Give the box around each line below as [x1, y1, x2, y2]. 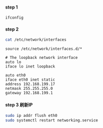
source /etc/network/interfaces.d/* [5, 46, 82, 51]
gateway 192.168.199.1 [5, 91, 53, 96]
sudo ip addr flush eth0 [5, 113, 58, 118]
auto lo [5, 59, 22, 65]
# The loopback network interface [5, 55, 78, 60]
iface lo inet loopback [5, 64, 56, 69]
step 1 [5, 4, 18, 10]
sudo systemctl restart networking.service [5, 118, 98, 123]
